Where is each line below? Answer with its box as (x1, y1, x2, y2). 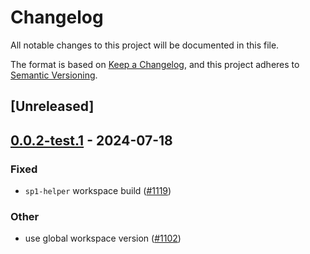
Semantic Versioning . (10, 69, 98, 81)
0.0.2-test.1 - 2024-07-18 (10, 132, 173, 149)
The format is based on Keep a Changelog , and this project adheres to (10, 58, 300, 70)
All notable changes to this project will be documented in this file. (10, 39, 280, 51)
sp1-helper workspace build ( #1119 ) (24, 185, 172, 197)
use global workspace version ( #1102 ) (24, 232, 182, 245)
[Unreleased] (10, 98, 95, 115)
